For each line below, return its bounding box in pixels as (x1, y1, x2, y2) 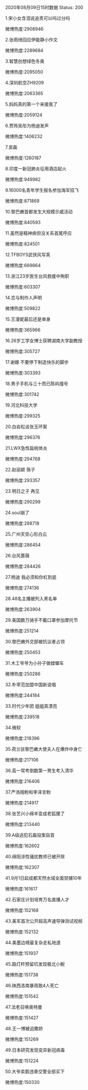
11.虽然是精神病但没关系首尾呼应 (5, 230, 72, 236)
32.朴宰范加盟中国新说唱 (5, 682, 56, 687)
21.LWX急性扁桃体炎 (5, 445, 48, 451)
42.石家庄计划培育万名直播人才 (5, 897, 69, 902)
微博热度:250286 (5, 671, 41, 677)
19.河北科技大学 (5, 402, 38, 408)
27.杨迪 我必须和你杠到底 (5, 574, 57, 580)
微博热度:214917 (5, 800, 39, 806)
